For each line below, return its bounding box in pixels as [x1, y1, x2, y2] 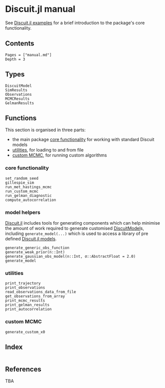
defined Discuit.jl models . [5, 235, 57, 241]
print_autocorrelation [5, 307, 52, 312]
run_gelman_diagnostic [5, 193, 52, 198]
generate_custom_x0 [5, 329, 45, 334]
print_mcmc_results [5, 298, 45, 303]
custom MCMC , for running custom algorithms [12, 152, 107, 158]
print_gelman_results [5, 303, 50, 308]
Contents [5, 39, 35, 48]
